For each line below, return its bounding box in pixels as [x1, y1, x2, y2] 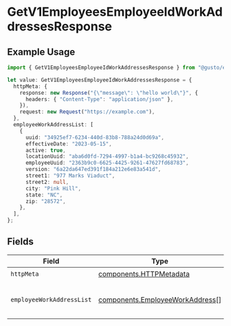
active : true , [25, 147, 67, 154]
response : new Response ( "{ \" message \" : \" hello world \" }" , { [19, 89, 199, 96]
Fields [7, 236, 34, 248]
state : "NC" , [25, 191, 63, 198]
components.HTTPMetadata [98, 269, 190, 279]
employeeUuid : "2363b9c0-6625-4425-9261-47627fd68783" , [25, 159, 189, 167]
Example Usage [7, 46, 76, 58]
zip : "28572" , [25, 198, 67, 205]
